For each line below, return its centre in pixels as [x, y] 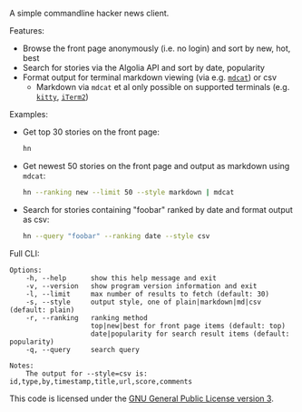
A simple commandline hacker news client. [89, 13]
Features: [27, 30]
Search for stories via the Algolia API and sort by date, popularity [144, 68]
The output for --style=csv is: [87, 373]
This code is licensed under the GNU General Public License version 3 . [141, 398]
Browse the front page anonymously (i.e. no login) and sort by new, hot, [156, 48]
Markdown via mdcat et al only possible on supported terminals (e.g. [163, 87]
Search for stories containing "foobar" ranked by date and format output [157, 209]
